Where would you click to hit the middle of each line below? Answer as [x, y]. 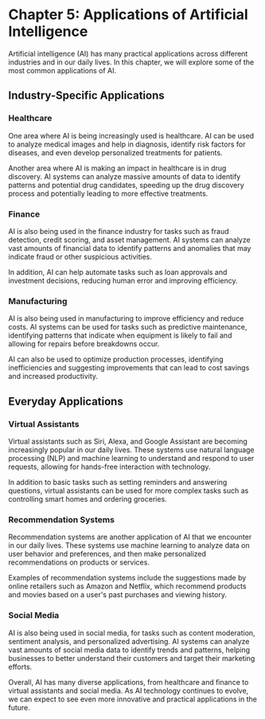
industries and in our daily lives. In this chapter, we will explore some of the [131, 62]
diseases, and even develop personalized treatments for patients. [115, 152]
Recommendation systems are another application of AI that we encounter [130, 537]
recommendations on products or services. [79, 562]
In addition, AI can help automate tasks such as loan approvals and [118, 272]
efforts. [20, 666]
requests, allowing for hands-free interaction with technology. [109, 467]
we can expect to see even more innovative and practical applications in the [132, 699]
